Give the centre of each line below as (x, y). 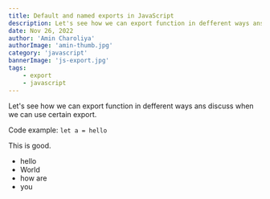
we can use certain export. (53, 114)
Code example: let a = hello (58, 130)
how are (33, 178)
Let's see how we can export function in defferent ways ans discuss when (131, 106)
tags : (17, 68)
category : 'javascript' (48, 53)
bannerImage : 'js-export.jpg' (59, 61)
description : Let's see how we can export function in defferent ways (129, 23)
